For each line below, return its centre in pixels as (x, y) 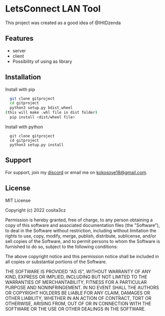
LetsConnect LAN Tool (53, 9)
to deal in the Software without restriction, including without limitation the (81, 230)
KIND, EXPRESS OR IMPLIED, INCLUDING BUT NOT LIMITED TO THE (76, 277)
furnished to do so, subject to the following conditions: (61, 247)
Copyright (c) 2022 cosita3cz (36, 210)
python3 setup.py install (37, 145)
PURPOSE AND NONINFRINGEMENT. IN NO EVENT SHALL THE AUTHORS (82, 287)
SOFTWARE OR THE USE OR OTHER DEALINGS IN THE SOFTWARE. (75, 309)
